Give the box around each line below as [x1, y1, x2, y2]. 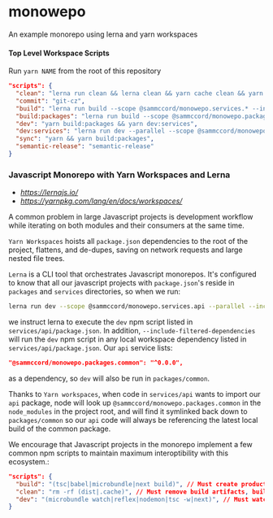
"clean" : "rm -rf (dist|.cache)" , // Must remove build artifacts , [15, 487, 249, 496]
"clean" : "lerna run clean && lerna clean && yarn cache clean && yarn [15, 89, 264, 98]
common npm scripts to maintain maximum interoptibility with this [8, 448, 229, 458]
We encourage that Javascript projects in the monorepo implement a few [8, 439, 253, 449]
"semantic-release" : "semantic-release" [15, 142, 154, 150]
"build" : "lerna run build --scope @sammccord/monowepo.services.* [15, 104, 249, 112]
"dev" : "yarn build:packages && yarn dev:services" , [15, 120, 198, 128]
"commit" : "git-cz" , [15, 97, 85, 105]
